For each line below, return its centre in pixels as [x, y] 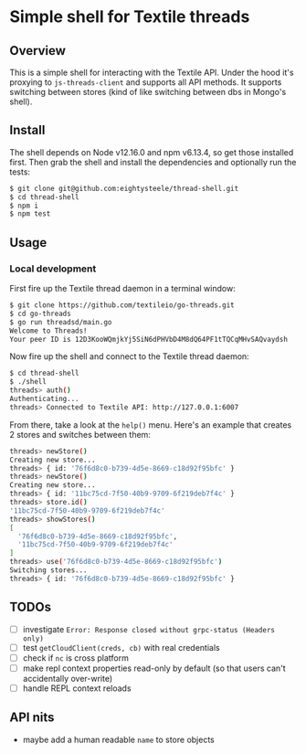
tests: [20, 172]
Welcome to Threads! [49, 331]
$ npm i [24, 206]
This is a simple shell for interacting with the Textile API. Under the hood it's [152, 72]
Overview [38, 51]
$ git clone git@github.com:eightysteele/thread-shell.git [124, 188]
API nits [32, 718]
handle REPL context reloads [77, 688]
